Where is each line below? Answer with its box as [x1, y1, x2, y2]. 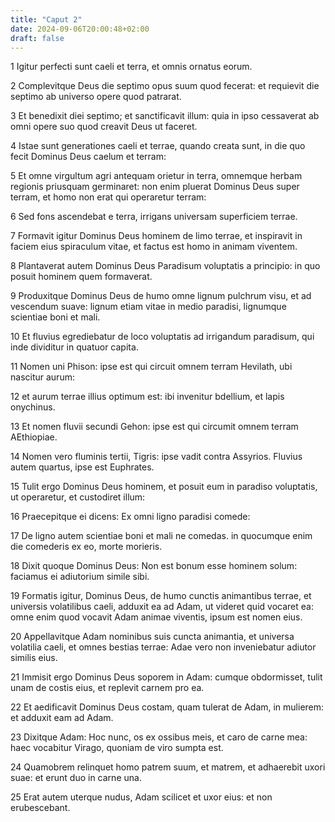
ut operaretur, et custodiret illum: [10, 491, 146, 503]
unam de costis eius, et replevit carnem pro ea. [10, 682, 205, 694]
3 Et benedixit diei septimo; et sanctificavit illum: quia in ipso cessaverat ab [10, 110, 320, 122]
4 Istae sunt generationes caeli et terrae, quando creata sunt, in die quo [10, 140, 306, 152]
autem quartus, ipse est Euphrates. [10, 461, 155, 473]
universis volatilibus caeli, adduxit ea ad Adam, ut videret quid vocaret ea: [10, 601, 314, 613]
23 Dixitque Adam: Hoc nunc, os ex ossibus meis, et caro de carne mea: [10, 731, 308, 743]
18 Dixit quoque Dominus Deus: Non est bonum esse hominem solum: [10, 560, 298, 572]
